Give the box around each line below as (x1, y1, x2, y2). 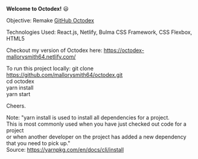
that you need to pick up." (6, 140, 71, 147)
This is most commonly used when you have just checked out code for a (6, 120, 187, 128)
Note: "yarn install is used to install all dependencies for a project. (6, 114, 170, 121)
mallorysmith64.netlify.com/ (6, 53, 76, 60)
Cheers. (6, 102, 26, 109)
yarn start (6, 91, 31, 97)
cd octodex (6, 78, 34, 85)
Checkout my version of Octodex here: (6, 47, 103, 54)
